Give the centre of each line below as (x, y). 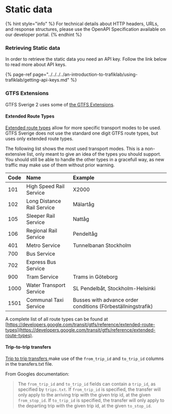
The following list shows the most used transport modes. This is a (75, 148)
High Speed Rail (46, 186)
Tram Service (42, 277)
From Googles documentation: (37, 374)
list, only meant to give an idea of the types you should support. (94, 154)
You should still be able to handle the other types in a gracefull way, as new (85, 159)
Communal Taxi (45, 300)
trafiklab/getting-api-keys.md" (37, 80)
